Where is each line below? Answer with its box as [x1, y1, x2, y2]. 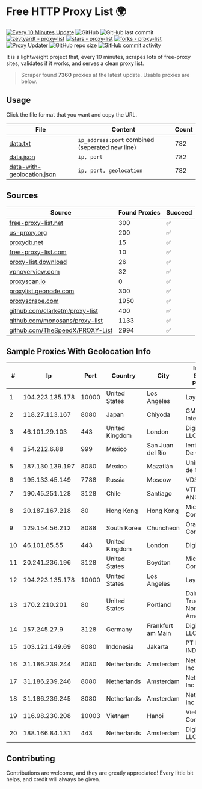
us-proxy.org [9, 228, 47, 236]
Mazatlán [147, 462, 173, 471]
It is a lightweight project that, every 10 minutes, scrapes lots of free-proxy [6, 53, 191, 60]
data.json [9, 153, 35, 161]
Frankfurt [147, 622, 173, 630]
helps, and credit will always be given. [6, 776, 100, 783]
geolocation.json [9, 170, 57, 178]
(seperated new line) [78, 143, 137, 151]
